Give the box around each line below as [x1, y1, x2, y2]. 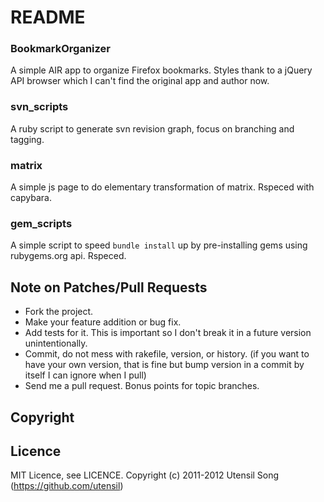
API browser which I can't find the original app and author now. [10, 75, 270, 87]
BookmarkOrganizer [10, 42, 111, 56]
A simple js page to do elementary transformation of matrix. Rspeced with [10, 181, 315, 193]
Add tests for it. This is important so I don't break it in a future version [24, 327, 312, 339]
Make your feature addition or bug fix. [24, 316, 182, 328]
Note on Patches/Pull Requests [10, 279, 208, 296]
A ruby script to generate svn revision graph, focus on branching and [10, 122, 295, 135]
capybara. [10, 192, 52, 204]
